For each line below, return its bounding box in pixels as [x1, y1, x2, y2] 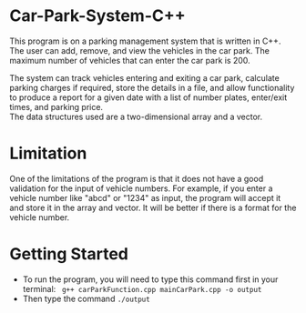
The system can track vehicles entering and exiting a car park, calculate [9, 72, 280, 83]
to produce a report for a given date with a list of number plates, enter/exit [9, 92, 288, 103]
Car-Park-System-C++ [9, 5, 186, 26]
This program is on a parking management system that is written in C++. [9, 35, 281, 46]
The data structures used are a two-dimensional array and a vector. [9, 111, 263, 122]
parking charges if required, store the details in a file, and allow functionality [9, 82, 295, 93]
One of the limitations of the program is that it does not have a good [9, 173, 264, 184]
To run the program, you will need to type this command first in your [22, 274, 279, 285]
